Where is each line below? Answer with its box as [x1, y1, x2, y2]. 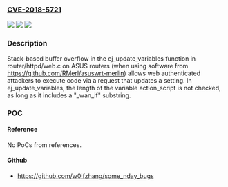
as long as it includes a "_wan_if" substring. [7, 91, 131, 99]
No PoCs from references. [7, 140, 82, 149]
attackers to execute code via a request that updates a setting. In [7, 76, 192, 84]
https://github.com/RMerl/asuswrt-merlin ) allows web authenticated [7, 69, 201, 77]
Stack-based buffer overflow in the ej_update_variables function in [7, 54, 196, 63]
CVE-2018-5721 [7, 5, 62, 14]
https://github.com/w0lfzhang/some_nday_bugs [17, 171, 154, 180]
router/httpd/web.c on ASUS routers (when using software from [7, 61, 189, 70]
